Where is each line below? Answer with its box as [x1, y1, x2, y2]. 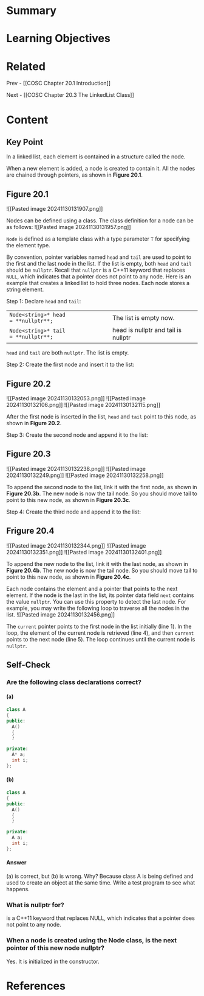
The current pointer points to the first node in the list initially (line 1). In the [6, 623, 192, 630]
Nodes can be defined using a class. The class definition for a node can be [6, 217, 194, 224]
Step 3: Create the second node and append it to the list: [6, 431, 148, 439]
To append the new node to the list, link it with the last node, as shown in [6, 560, 188, 567]
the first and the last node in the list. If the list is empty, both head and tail [6, 260, 192, 267]
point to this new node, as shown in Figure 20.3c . [6, 496, 131, 503]
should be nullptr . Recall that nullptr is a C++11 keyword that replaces [6, 266, 185, 274]
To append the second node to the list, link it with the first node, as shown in [6, 483, 197, 490]
